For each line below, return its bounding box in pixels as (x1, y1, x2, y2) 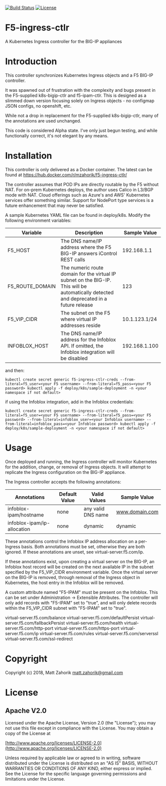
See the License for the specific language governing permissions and (5, 771, 147, 777)
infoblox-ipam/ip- (7, 519, 50, 526)
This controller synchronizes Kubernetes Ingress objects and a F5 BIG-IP (5, 72, 153, 78)
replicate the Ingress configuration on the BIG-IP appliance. (5, 469, 126, 475)
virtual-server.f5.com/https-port (54, 625, 120, 631)
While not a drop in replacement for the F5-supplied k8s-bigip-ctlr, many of (5, 112, 159, 119)
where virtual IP (60, 316, 97, 323)
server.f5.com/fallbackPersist (5, 620, 65, 626)
